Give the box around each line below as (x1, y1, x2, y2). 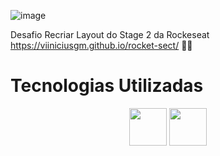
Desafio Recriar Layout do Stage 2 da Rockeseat (10, 29, 210, 40)
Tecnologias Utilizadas (10, 75, 204, 97)
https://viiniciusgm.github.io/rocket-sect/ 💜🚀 (10, 40, 193, 51)
